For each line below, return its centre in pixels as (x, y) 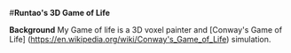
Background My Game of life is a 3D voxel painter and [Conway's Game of (145, 30)
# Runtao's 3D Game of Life (60, 13)
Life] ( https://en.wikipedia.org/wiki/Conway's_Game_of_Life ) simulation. (140, 39)
